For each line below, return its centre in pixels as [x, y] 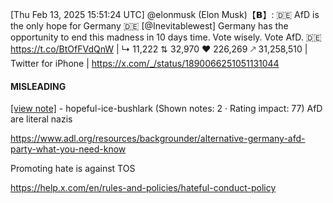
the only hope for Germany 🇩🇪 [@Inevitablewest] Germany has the [149, 26]
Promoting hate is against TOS [73, 169]
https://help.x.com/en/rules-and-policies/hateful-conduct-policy [143, 188]
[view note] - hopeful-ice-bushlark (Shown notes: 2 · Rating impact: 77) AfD [166, 109]
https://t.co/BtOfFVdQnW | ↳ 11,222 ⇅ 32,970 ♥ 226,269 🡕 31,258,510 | [159, 49]
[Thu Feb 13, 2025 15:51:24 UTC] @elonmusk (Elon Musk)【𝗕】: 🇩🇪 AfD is [165, 14]
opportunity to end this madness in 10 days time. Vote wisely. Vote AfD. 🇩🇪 [166, 37]
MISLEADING [38, 86]
